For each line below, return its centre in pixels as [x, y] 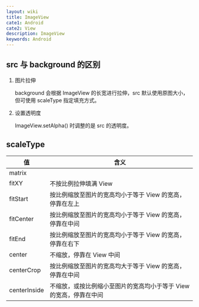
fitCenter [21, 219]
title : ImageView [28, 17]
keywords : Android [29, 39]
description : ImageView [36, 34]
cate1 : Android [25, 23]
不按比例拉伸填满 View [81, 183]
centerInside [27, 290]
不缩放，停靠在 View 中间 [85, 255]
